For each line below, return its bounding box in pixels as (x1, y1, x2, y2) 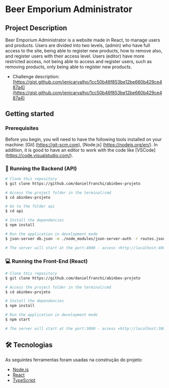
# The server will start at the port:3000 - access (5, 326, 116, 331)
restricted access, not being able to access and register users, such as (5, 59, 152, 64)
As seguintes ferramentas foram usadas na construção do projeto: (5, 357, 143, 363)
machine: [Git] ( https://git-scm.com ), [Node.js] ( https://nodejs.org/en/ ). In (5, 141, 158, 147)
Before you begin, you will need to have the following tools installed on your (5, 136, 162, 142)
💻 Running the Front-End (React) (5, 257, 88, 264)
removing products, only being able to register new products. (5, 64, 132, 70)
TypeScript (12, 377, 36, 383)
